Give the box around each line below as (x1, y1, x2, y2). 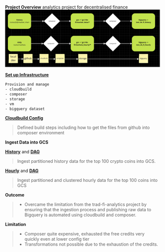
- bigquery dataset (5, 106, 45, 111)
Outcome (5, 192, 25, 198)
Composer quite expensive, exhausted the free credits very (24, 230, 145, 237)
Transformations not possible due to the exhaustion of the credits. (24, 241, 158, 247)
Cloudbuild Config (5, 115, 43, 121)
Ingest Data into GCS (5, 139, 49, 145)
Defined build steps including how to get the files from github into (17, 125, 150, 130)
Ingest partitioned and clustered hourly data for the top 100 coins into (17, 177, 158, 183)
